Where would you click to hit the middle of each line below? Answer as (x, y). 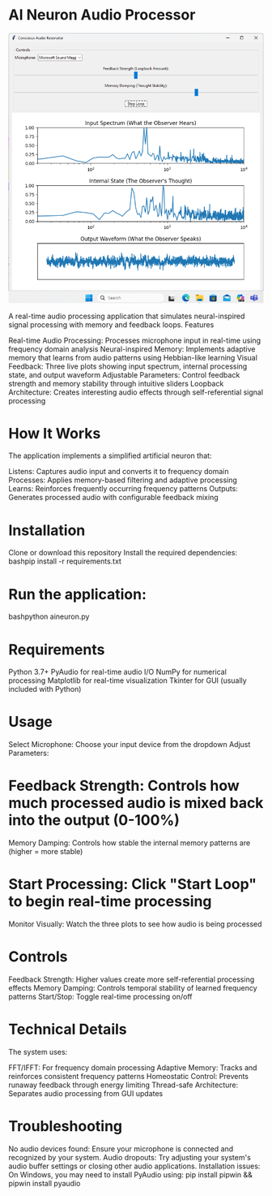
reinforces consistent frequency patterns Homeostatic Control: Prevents (129, 1076)
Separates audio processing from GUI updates (86, 1093)
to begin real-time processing (110, 902)
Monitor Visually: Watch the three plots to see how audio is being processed (135, 924)
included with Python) (45, 689)
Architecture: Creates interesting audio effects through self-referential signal (136, 392)
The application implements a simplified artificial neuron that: (110, 456)
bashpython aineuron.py (49, 617)
